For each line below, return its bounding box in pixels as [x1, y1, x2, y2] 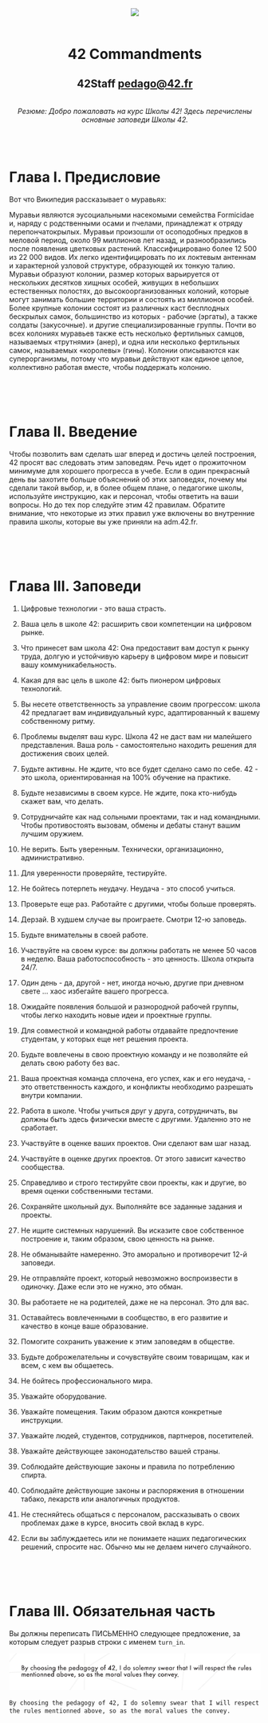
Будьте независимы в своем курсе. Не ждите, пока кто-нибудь [20, 788, 238, 797]
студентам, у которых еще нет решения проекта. [20, 1034, 188, 1044]
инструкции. [20, 1415, 63, 1425]
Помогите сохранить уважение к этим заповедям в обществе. [20, 1336, 235, 1346]
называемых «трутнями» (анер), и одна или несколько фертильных [9, 336, 240, 346]
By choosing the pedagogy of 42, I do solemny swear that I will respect [9, 1698, 260, 1707]
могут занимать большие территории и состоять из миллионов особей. [9, 294, 254, 304]
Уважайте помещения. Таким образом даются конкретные [20, 1406, 223, 1416]
